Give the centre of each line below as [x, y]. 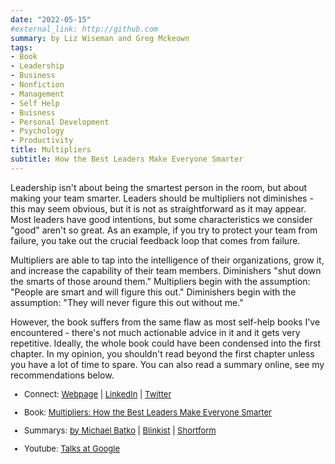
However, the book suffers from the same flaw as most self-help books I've [165, 322]
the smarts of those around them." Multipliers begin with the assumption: [160, 281]
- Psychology [37, 131]
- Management [37, 94]
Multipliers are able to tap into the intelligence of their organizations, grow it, [167, 260]
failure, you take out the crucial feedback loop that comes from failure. [155, 240]
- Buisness [33, 112]
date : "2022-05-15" [51, 19]
